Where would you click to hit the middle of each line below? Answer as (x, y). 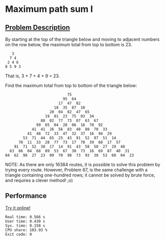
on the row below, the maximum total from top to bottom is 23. (69, 45)
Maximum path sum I (49, 9)
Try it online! (18, 208)
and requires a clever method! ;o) (39, 180)
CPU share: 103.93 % (27, 230)
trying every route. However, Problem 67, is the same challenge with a (76, 170)
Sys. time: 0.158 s (25, 226)
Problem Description (38, 28)
